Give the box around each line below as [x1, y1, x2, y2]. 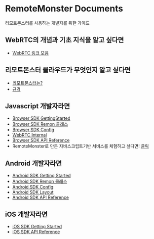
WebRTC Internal [12, 132, 47, 138]
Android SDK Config [12, 184, 54, 190]
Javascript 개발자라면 [5, 102, 70, 110]
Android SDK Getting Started [12, 173, 71, 179]
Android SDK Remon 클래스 [12, 179, 68, 185]
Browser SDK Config [12, 127, 54, 133]
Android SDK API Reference [12, 194, 69, 200]
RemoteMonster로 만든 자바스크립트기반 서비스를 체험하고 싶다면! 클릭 [12, 143, 149, 149]
